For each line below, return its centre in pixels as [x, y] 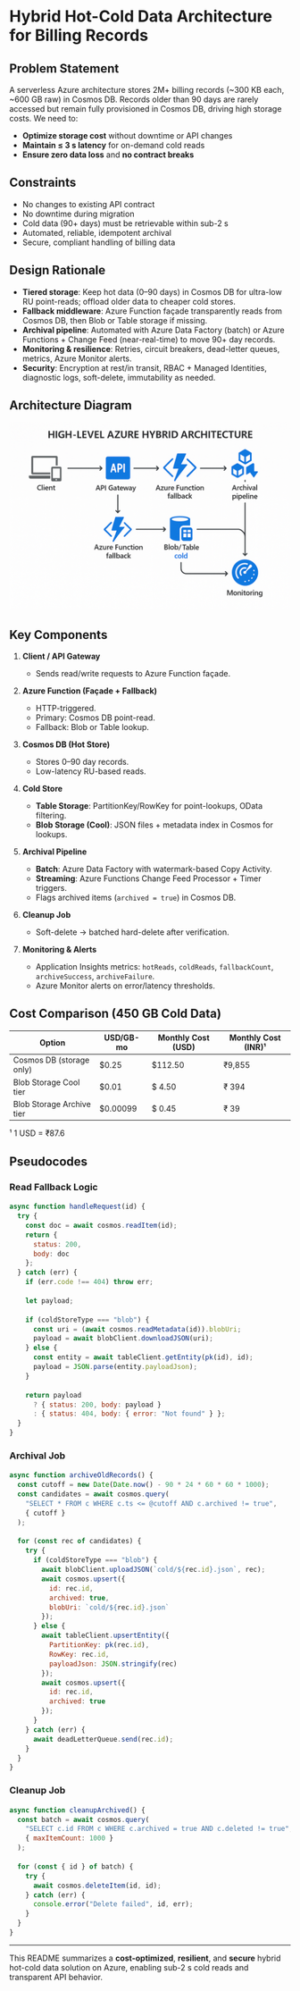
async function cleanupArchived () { [77, 1810]
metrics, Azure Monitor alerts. [77, 358]
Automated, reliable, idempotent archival [97, 232]
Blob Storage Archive [52, 1104]
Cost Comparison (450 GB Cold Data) [115, 1014]
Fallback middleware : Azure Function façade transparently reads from [152, 311]
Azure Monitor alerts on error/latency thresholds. [125, 986]
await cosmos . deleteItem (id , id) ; [97, 1886]
